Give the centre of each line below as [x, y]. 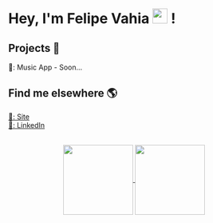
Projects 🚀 [34, 48]
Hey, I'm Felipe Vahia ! [92, 19]
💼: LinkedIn [27, 125]
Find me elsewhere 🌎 [63, 93]
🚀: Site [19, 117]
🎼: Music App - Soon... [45, 67]
